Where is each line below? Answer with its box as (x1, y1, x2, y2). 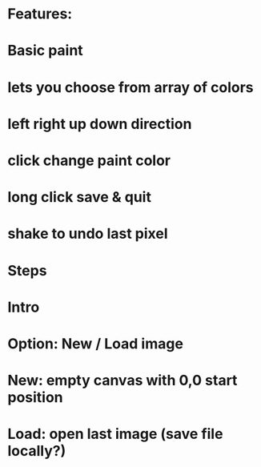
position (7, 388, 63, 407)
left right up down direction (7, 115, 192, 133)
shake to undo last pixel (7, 225, 168, 243)
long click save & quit (7, 188, 151, 207)
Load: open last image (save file (7, 425, 223, 443)
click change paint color (7, 151, 171, 169)
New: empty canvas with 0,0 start (7, 372, 238, 389)
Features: (7, 5, 73, 23)
